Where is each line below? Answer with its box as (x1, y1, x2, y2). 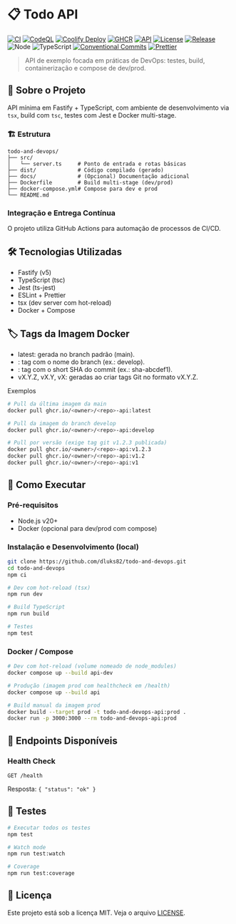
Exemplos (7, 386, 36, 395)
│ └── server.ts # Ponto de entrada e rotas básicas (7, 160, 187, 168)
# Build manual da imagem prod (7, 702, 101, 709)
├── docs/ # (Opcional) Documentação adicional (7, 173, 190, 180)
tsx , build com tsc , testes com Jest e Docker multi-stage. (7, 110, 177, 119)
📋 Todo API (7, 6, 78, 23)
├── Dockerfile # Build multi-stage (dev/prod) (7, 180, 174, 187)
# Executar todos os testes (7, 824, 91, 831)
